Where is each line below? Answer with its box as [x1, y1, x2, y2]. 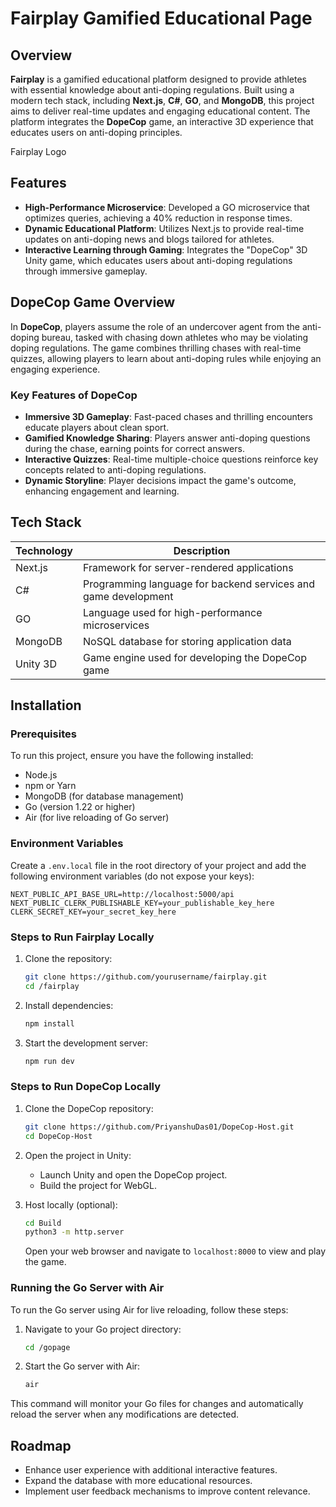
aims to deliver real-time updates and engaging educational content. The [10, 105, 311, 117]
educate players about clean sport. [24, 421, 170, 433]
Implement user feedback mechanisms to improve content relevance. [24, 1485, 311, 1497]
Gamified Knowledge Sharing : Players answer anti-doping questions [24, 432, 311, 444]
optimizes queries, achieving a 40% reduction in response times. [24, 212, 293, 224]
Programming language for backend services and [83, 577, 315, 591]
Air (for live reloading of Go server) [24, 812, 170, 824]
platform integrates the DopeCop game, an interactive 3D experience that [10, 116, 314, 127]
